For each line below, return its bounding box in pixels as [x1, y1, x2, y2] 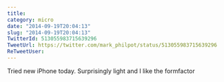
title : [7, 10, 26, 17]
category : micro [7, 16, 54, 23]
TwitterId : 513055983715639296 [7, 36, 97, 42]
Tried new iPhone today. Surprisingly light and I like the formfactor [7, 66, 195, 75]
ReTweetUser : [7, 49, 45, 55]
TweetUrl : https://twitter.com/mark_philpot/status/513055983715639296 [7, 42, 217, 49]
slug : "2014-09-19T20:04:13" [7, 29, 91, 36]
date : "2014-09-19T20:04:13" [7, 23, 91, 29]
